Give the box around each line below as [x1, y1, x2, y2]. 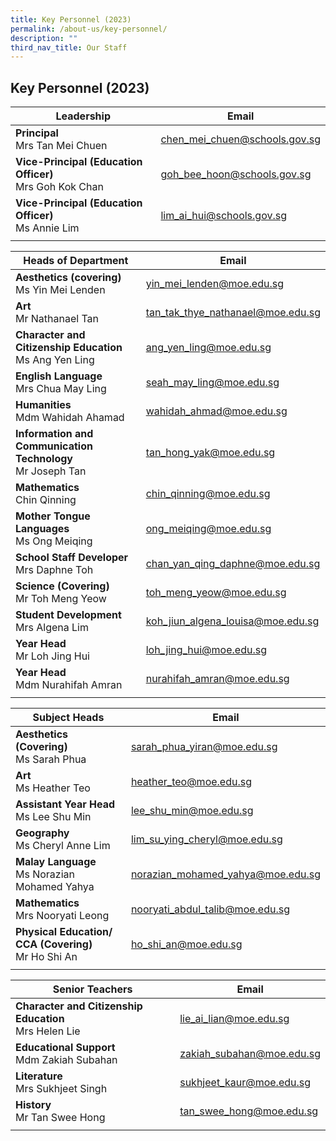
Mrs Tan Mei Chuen [15, 139, 108, 153]
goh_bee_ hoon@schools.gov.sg [160, 167, 312, 181]
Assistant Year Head [15, 797, 116, 811]
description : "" [10, 33, 78, 43]
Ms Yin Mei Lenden [15, 283, 106, 297]
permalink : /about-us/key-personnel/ [10, 24, 168, 34]
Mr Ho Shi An [15, 950, 78, 964]
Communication [15, 439, 93, 453]
